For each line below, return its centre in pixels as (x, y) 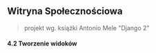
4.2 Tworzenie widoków (42, 43)
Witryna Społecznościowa (65, 11)
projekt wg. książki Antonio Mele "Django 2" (87, 28)
